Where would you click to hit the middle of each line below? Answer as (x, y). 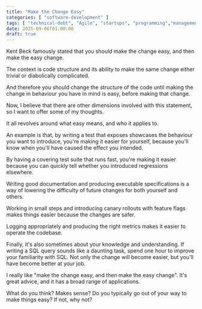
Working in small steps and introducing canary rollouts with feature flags (96, 209)
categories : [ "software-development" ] (58, 17)
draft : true (21, 34)
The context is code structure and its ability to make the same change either (101, 69)
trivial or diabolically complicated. (48, 76)
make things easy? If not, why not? (49, 300)
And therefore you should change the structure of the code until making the (100, 87)
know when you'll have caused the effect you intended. (75, 148)
